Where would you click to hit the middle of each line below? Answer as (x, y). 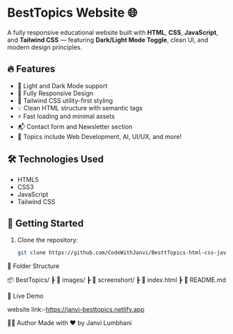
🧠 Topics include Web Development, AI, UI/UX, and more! (99, 136)
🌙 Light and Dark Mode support (62, 85)
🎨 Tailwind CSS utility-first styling (65, 100)
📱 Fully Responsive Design (55, 93)
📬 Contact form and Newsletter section (75, 126)
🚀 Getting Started (46, 223)
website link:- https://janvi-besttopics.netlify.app (76, 310)
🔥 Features (31, 69)
